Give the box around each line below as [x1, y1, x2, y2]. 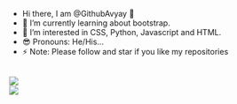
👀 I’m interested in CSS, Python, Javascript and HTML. [21, 27, 222, 37]
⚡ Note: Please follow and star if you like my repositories [21, 47, 229, 56]
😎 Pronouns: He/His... [21, 36, 105, 47]
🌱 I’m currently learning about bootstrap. [21, 18, 170, 28]
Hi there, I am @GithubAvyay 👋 [21, 9, 135, 19]
